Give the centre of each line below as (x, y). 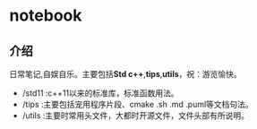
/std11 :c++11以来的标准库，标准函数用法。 (100, 93)
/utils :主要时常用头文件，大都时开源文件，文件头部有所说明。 (135, 116)
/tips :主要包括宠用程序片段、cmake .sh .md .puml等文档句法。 (137, 104)
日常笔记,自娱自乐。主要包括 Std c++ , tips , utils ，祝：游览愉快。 (125, 74)
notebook (46, 16)
